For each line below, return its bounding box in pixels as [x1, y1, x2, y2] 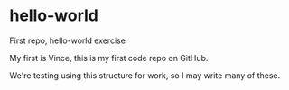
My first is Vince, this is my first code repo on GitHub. [9, 52, 209, 63]
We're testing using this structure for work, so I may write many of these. [9, 69, 281, 81]
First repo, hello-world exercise [9, 35, 126, 46]
